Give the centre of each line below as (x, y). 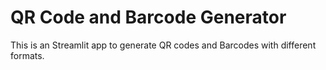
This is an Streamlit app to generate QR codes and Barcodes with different (163, 45)
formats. (27, 55)
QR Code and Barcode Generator (148, 17)
